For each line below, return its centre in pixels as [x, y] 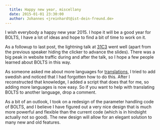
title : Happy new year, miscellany [45, 9]
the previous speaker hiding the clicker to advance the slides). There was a [80, 52]
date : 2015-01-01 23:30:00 [37, 14]
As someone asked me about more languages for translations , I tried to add [80, 72]
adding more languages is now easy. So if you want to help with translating [80, 87]
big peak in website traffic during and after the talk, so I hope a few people [80, 57]
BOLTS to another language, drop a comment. [51, 92]
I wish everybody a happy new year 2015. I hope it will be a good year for [78, 32]
